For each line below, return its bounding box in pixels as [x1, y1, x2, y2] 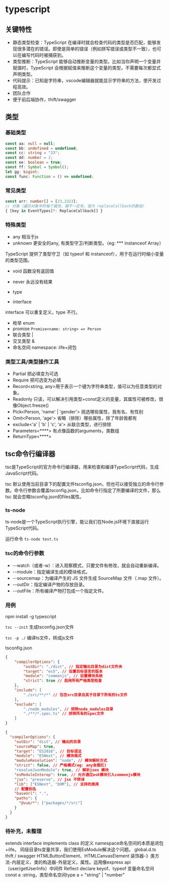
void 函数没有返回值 [12, 268, 54, 274]
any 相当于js [12, 233, 39, 239]
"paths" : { [14, 796, 37, 801]
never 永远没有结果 [12, 278, 53, 285]
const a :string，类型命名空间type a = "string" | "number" [5, 871, 125, 878]
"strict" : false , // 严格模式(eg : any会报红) [14, 763, 107, 768]
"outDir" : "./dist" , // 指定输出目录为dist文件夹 [23, 664, 122, 669]
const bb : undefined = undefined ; [5, 146, 78, 151]
